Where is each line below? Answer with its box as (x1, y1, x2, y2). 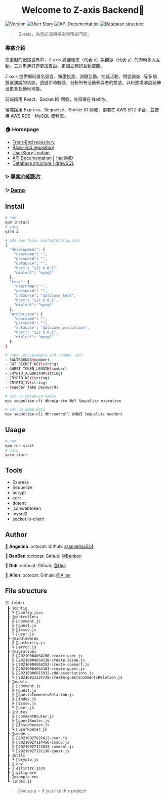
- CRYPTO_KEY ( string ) (5, 376, 50, 381)
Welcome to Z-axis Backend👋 (21, 4, 145, 16)
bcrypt (12, 489, 26, 496)
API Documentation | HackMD (12, 155, 73, 161)
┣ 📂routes (7, 710, 28, 714)
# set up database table (5, 394, 56, 399)
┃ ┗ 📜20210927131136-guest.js (7, 749, 70, 754)
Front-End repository (12, 139, 55, 145)
